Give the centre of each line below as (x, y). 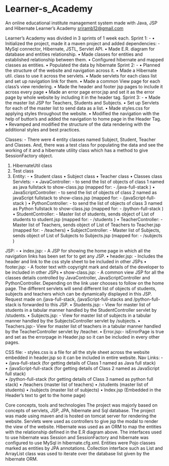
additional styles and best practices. (43, 129)
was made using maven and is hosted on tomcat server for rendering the (81, 416)
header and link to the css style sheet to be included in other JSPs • (76, 261)
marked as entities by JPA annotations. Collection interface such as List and (84, 448)
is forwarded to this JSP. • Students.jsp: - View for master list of (84, 304)
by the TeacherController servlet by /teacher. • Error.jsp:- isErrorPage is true (84, 331)
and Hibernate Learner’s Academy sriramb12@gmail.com (64, 28)
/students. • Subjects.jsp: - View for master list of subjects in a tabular (78, 315)
